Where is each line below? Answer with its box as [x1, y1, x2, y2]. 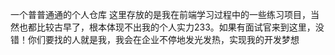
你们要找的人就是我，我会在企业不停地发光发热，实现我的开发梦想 [27, 34, 300, 45]
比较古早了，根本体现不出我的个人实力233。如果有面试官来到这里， [36, 21, 316, 33]
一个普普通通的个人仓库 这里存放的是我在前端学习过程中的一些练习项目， [10, 9, 311, 20]
